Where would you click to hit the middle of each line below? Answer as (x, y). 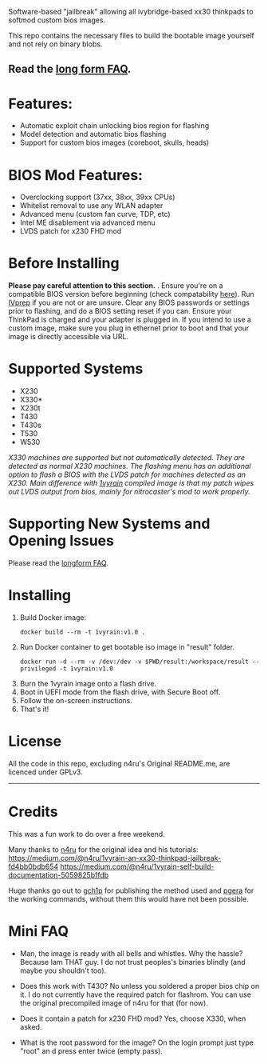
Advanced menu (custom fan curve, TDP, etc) (95, 214)
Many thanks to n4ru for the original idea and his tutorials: (103, 849)
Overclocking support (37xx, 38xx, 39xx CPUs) (97, 197)
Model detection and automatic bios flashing (93, 134)
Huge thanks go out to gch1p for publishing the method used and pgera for (131, 890)
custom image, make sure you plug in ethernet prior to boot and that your (129, 328)
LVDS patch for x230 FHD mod (71, 231)
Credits (33, 812)
